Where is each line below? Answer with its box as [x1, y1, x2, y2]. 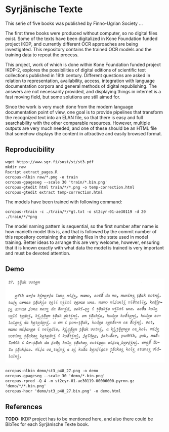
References [5, 402, 43, 411]
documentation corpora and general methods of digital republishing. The [5, 83, 157, 89]
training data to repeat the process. [5, 52, 79, 58]
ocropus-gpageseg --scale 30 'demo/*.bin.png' [5, 374, 105, 379]
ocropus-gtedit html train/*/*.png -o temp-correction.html [5, 185, 135, 190]
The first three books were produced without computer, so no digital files [5, 30, 158, 36]
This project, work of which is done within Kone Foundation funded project [5, 61, 161, 67]
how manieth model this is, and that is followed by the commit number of [5, 228, 157, 234]
